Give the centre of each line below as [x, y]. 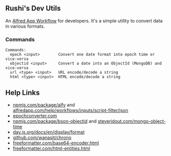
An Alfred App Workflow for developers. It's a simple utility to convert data [84, 20]
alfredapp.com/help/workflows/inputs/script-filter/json [70, 110]
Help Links [23, 92]
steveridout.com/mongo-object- [132, 121]
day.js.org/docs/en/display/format [49, 132]
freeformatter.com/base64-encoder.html [56, 143]
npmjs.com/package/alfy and [44, 105]
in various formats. [25, 26]
